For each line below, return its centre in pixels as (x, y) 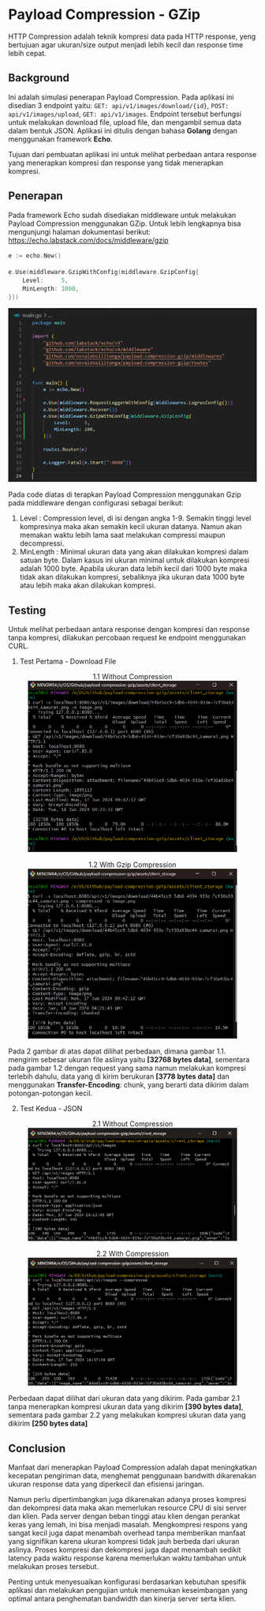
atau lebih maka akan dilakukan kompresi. (88, 585)
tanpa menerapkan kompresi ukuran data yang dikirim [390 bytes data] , (126, 1406)
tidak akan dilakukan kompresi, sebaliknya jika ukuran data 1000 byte (132, 577)
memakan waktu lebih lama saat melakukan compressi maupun (123, 535)
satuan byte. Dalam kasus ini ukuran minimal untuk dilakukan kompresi (134, 560)
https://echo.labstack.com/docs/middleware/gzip (88, 240)
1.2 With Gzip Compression (132, 865)
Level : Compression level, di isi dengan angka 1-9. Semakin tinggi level (135, 518)
